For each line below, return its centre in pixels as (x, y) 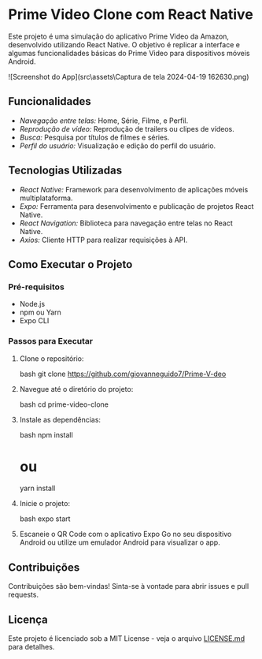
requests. (24, 595)
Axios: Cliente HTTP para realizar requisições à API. (103, 240)
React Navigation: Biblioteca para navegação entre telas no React (126, 223)
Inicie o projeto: (45, 504)
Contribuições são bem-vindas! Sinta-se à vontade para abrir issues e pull (129, 586)
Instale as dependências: (60, 419)
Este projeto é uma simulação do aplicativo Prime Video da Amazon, (119, 36)
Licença (28, 619)
